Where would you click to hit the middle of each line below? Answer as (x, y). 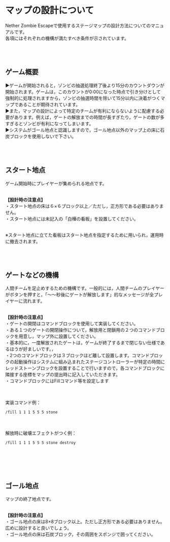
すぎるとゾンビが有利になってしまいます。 (49, 123)
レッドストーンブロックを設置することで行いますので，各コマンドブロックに (85, 368)
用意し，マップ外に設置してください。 (59, 336)
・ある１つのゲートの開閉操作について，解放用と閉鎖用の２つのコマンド (81, 330)
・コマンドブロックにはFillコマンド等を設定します (57, 381)
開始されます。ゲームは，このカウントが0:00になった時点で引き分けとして (83, 92)
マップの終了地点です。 (30, 499)
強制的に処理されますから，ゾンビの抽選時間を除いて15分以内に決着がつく (83, 98)
